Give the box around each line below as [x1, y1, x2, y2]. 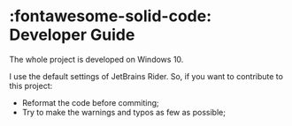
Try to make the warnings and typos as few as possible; [21, 107, 226, 117]
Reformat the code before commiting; [21, 97, 159, 107]
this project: [9, 80, 53, 91]
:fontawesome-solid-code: [9, 6, 212, 26]
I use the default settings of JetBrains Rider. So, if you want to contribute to [9, 70, 283, 81]
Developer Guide [9, 25, 135, 45]
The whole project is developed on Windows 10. [9, 54, 184, 64]
